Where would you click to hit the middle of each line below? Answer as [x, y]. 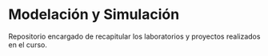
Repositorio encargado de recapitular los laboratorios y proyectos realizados [134, 36]
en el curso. [28, 44]
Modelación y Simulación [94, 15]
